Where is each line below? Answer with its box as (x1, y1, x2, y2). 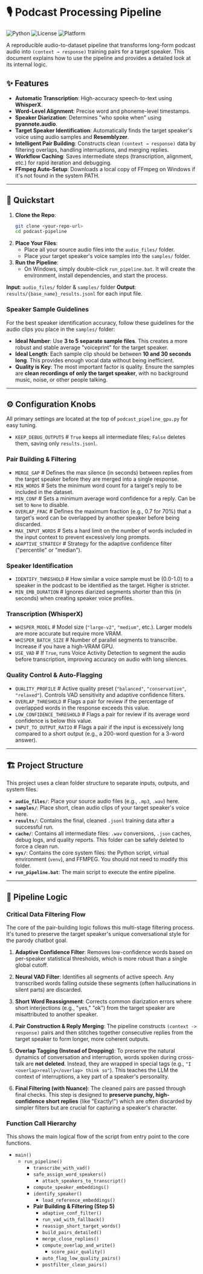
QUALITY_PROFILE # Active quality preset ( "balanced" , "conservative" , (14, 685, 187, 692)
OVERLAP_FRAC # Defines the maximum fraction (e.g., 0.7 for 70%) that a (14, 507, 192, 515)
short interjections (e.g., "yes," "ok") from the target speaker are (14, 1005, 175, 1012)
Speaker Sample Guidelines (6, 305, 89, 314)
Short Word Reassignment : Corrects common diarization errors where (14, 998, 192, 1005)
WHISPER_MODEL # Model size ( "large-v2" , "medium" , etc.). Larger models (14, 623, 192, 631)
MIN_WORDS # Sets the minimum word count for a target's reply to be (14, 481, 182, 489)
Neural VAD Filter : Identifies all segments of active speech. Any (14, 973, 174, 981)
